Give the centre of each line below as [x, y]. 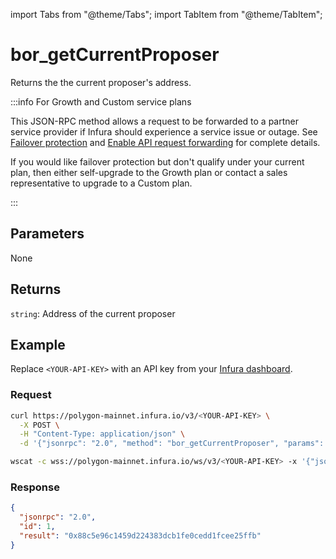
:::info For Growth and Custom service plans [101, 101]
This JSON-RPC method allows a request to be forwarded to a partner [155, 121]
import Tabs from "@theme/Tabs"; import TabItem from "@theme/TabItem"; [166, 14]
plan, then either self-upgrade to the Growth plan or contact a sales [149, 172]
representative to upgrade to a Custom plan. [101, 183]
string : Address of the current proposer [93, 313]
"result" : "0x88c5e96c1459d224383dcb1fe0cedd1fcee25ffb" [140, 535]
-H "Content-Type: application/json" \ [102, 434]
